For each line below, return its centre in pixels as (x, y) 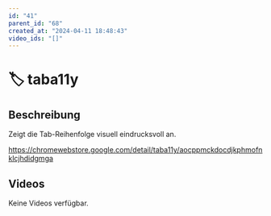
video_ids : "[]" (35, 38)
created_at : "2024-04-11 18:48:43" (68, 31)
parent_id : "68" (35, 23)
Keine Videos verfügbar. (48, 203)
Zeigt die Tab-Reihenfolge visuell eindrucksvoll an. (92, 135)
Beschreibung (44, 115)
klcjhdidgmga (31, 159)
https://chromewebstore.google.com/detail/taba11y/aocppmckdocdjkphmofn (135, 150)
